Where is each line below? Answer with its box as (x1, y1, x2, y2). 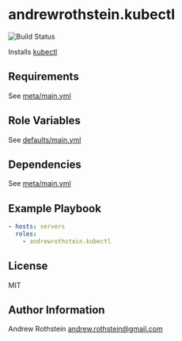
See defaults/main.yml (8, 135, 82, 144)
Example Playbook (8, 202, 101, 215)
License (8, 260, 48, 273)
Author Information (8, 303, 105, 317)
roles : (15, 230, 37, 238)
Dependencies (8, 157, 82, 171)
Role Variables (8, 114, 81, 127)
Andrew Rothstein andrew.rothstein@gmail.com (8, 324, 164, 334)
